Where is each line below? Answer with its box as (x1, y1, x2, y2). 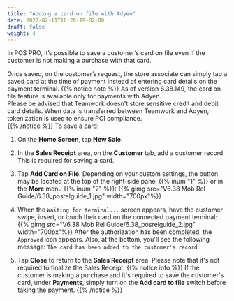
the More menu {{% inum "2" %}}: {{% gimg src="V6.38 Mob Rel (17, 184, 206, 193)
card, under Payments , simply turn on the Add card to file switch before (17, 279, 226, 287)
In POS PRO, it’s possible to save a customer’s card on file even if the (7, 49, 205, 57)
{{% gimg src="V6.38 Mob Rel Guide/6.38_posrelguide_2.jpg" (17, 221, 196, 229)
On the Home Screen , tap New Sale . (17, 135, 123, 144)
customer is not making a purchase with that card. (7, 57, 152, 65)
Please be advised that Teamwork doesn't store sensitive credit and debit (7, 99, 219, 108)
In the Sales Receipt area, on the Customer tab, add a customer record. (17, 149, 225, 157)
